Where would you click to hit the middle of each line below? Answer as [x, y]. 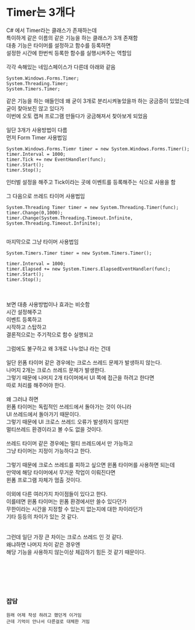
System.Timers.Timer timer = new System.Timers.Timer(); [79, 253]
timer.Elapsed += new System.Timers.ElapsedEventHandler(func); [88, 269]
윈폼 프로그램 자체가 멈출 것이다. [44, 480]
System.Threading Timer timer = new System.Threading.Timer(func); [93, 207]
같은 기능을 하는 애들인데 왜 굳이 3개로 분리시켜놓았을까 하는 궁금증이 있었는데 [98, 101]
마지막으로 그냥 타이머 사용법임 [43, 242]
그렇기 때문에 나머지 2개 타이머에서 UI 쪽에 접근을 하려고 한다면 [80, 378]
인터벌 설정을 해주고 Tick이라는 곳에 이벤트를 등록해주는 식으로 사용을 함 [91, 182]
